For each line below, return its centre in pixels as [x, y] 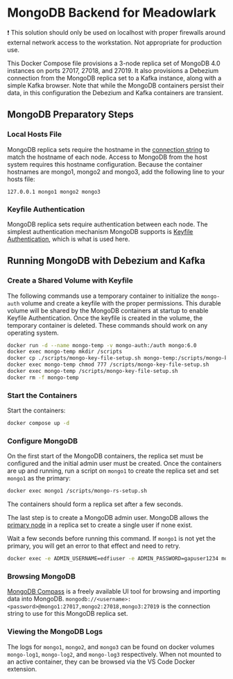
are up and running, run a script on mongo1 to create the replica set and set [113, 471]
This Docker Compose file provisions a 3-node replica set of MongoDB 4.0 [114, 63]
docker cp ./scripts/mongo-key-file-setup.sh [74, 358]
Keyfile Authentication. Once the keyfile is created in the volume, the [105, 318]
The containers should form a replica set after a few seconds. [95, 504]
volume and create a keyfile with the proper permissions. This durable [121, 303]
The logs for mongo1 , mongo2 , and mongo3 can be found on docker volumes [111, 646]
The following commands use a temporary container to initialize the [103, 296]
